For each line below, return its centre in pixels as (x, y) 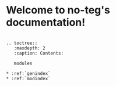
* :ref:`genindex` (28, 73)
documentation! (46, 22)
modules (23, 63)
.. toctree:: (22, 43)
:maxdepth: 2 (29, 48)
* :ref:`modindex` (28, 78)
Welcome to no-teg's (58, 10)
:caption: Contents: (39, 53)
